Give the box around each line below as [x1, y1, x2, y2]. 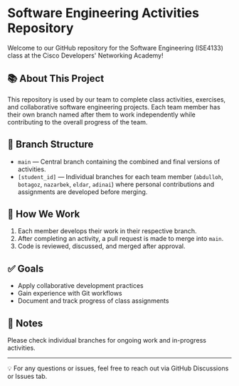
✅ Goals [7, 262, 44, 274]
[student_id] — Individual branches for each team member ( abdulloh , [17, 172, 224, 181]
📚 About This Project [7, 73, 105, 85]
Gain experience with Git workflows [17, 289, 122, 298]
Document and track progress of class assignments [17, 296, 169, 305]
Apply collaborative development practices [17, 282, 144, 290]
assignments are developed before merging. [17, 187, 148, 196]
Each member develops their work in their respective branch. [17, 227, 197, 235]
